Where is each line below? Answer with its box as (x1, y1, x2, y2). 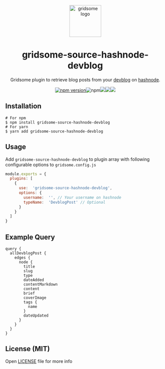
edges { (14, 255, 30, 260)
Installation (5, 102, 42, 110)
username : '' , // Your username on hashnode (23, 195, 122, 200)
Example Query (5, 233, 55, 241)
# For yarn (5, 124, 28, 129)
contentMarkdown (23, 282, 58, 287)
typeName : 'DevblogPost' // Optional (23, 200, 106, 205)
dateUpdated (23, 313, 49, 318)
